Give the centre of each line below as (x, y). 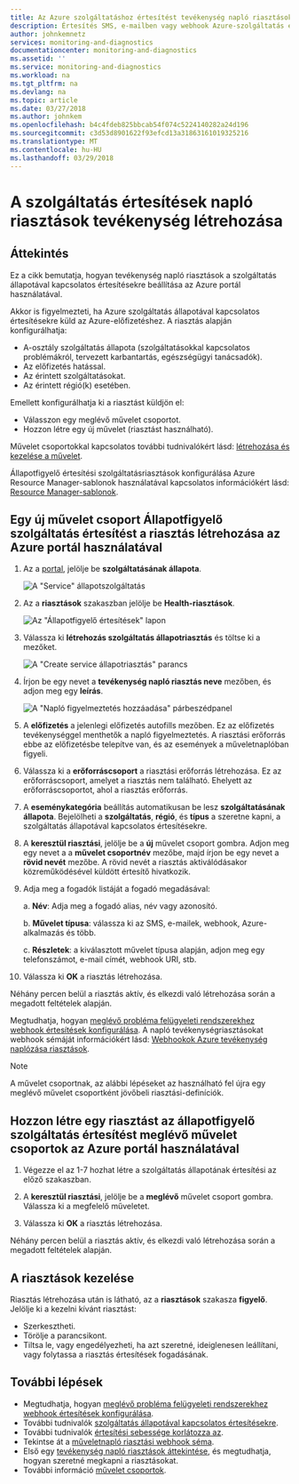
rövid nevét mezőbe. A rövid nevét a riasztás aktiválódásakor (135, 862)
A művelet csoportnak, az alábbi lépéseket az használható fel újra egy (138, 1083)
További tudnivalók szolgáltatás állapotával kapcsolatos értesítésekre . (150, 1423)
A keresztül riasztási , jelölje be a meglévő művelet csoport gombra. (148, 1197)
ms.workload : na (40, 76)
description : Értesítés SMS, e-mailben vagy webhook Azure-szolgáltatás (147, 26)
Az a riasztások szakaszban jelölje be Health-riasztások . (129, 603)
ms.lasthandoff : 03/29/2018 (62, 158)
